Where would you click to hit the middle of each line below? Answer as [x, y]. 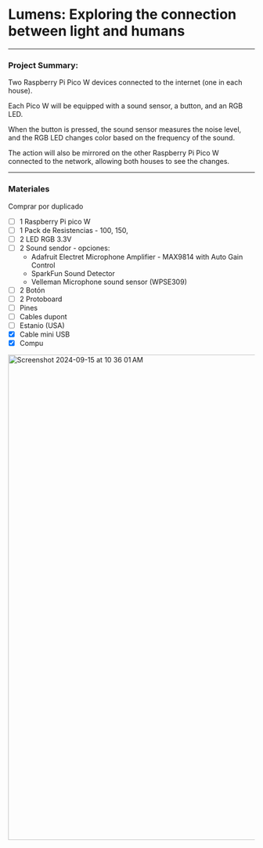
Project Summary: [43, 65]
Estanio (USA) [42, 326]
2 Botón [32, 290]
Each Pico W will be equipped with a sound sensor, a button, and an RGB [126, 106]
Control [43, 265]
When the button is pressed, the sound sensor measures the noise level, [125, 129]
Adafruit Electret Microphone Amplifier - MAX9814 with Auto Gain [137, 257]
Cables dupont [43, 316]
